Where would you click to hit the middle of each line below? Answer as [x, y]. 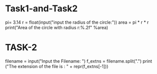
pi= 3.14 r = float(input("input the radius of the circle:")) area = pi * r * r [77, 22]
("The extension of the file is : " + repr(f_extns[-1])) [57, 66]
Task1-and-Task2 [41, 9]
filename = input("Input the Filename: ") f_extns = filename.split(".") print [78, 61]
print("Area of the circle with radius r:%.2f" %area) [57, 27]
